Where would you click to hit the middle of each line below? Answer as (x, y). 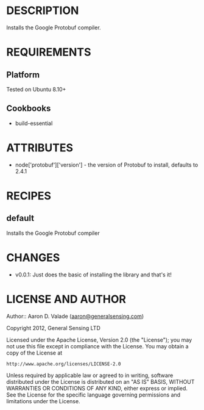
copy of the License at (34, 353)
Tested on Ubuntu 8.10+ (36, 89)
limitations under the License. (43, 401)
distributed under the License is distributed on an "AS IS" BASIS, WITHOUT (100, 381)
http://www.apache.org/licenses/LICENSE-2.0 (64, 364)
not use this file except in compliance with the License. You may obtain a (97, 346)
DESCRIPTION (43, 11)
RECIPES (29, 196)
